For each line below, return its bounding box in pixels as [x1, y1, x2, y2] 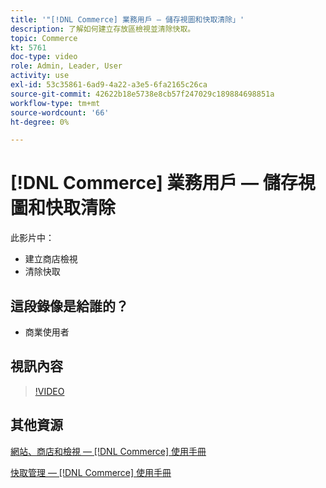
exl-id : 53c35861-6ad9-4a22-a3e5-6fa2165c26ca [10, 80, 208, 90]
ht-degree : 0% [10, 117, 70, 127]
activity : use [10, 71, 70, 81]
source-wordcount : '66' [10, 107, 110, 118]
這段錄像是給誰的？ [10, 297, 129, 315]
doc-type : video [10, 52, 78, 62]
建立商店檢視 [24, 253, 78, 265]
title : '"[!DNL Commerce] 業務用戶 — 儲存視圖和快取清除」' [10, 14, 245, 25]
